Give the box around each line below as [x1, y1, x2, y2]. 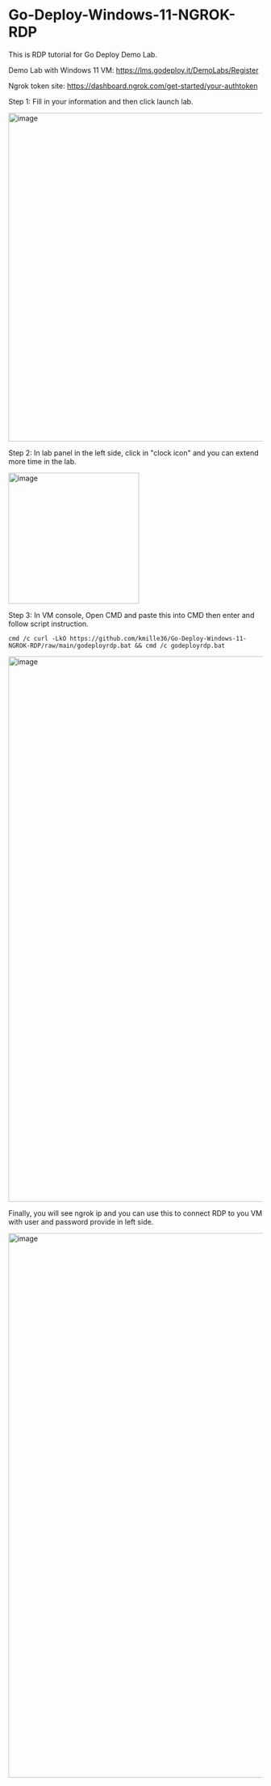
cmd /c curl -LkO [8, 634, 67, 642]
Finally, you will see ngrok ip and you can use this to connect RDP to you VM [8, 1208, 263, 1218]
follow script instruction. [8, 619, 89, 628]
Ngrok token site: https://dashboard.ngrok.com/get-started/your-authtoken [8, 81, 258, 91]
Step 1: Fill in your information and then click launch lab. [8, 96, 194, 106]
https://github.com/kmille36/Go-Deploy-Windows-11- [69, 634, 248, 642]
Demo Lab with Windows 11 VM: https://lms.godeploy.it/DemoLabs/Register [8, 65, 259, 74]
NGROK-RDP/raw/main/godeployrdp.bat [8, 641, 131, 650]
